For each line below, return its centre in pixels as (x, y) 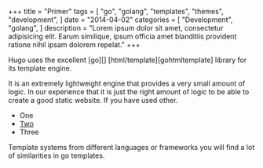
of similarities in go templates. (57, 155)
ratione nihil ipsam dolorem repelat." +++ (74, 45)
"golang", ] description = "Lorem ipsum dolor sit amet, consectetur (116, 28)
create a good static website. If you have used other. (93, 100)
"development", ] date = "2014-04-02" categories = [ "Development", (121, 20)
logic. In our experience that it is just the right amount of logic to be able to (129, 92)
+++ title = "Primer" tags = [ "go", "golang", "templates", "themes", (116, 11)
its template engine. (40, 68)
